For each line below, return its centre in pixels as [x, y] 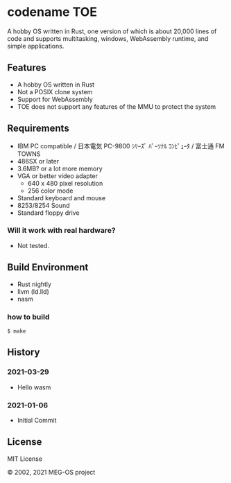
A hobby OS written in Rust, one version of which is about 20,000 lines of [112, 31]
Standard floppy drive [48, 213]
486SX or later [38, 161]
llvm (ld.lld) [33, 291]
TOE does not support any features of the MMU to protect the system [117, 106]
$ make [17, 331]
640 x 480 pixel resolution [65, 183]
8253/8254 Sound [43, 205]
